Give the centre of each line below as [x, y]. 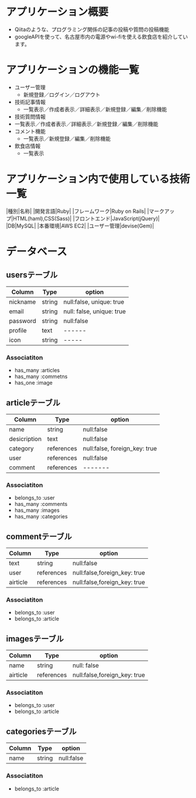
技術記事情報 [30, 102]
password [23, 321]
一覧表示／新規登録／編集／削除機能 [67, 138]
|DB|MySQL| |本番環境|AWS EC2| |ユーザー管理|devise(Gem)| [80, 226]
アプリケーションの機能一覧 [73, 70]
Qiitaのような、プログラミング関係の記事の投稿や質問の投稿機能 [92, 29]
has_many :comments [41, 504]
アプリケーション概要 [57, 12]
